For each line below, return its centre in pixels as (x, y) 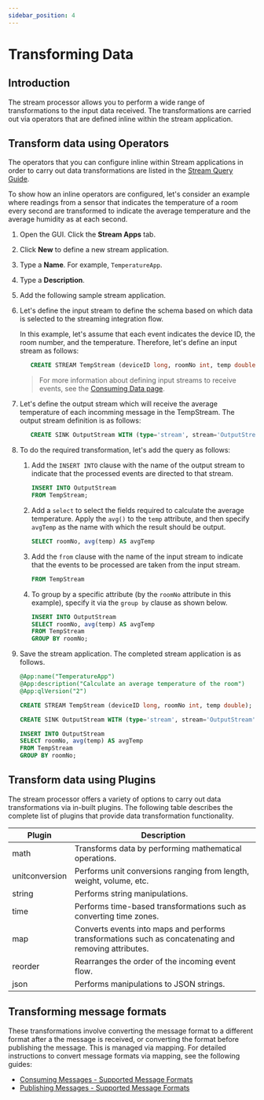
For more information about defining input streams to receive (138, 380)
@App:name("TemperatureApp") (67, 676)
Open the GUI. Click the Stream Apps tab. (87, 235)
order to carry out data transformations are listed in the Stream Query (121, 170)
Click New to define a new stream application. (94, 250)
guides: (20, 1064)
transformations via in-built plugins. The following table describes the (121, 807)
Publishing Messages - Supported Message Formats (104, 1087)
